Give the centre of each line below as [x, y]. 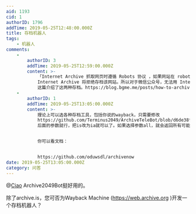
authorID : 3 [42, 60]
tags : [13, 39]
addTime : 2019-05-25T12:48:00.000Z [49, 28]
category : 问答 [24, 168]
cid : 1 [14, 17]
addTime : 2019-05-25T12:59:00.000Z [70, 66]
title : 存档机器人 [26, 33]
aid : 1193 [18, 11]
